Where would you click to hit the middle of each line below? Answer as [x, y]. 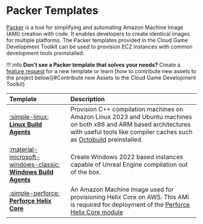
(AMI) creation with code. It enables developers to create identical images [98, 33]
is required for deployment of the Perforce [130, 205]
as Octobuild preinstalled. [107, 139]
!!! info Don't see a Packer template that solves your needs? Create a [93, 65]
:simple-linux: [29, 117]
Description [88, 99]
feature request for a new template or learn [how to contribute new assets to [101, 71]
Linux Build [26, 124]
